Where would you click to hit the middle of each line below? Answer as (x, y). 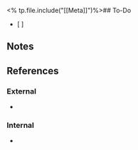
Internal (21, 125)
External (22, 91)
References (33, 71)
